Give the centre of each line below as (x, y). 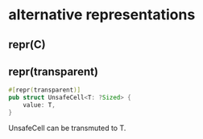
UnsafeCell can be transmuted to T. (67, 128)
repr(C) (27, 45)
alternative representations (102, 15)
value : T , (39, 105)
